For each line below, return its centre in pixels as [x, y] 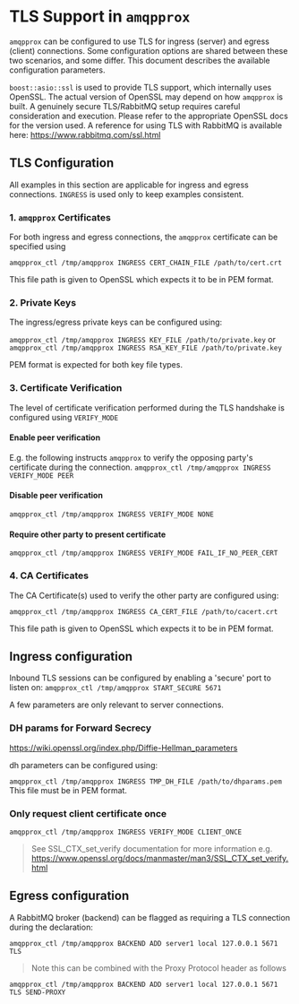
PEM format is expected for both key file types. [96, 365]
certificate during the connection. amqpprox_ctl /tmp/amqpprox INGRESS [140, 467]
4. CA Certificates [49, 576]
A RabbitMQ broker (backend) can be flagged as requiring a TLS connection [150, 917]
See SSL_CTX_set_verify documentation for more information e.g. [152, 848]
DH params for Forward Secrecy [81, 728]
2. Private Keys [43, 302]
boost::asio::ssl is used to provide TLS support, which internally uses [141, 87]
